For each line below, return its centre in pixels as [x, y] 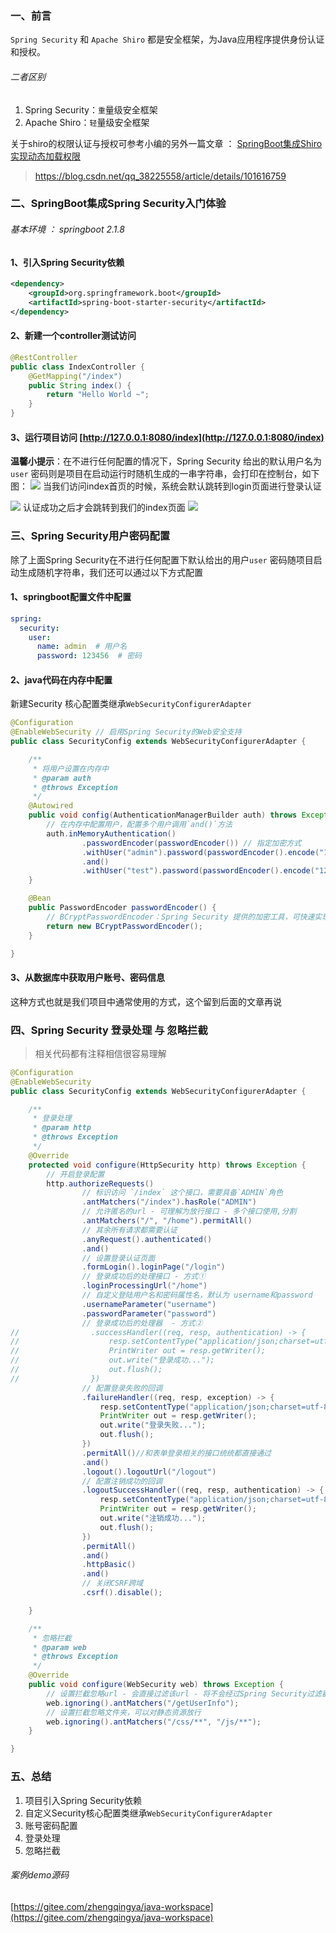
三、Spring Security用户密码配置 [90, 536]
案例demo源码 [40, 1875]
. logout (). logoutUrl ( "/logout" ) [149, 1472]
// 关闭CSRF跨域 [112, 1583]
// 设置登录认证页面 [118, 1258]
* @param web [59, 1647]
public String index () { [80, 385]
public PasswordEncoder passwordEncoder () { [122, 908]
